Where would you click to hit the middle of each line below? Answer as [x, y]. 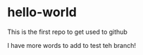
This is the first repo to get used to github [68, 32]
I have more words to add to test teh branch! [71, 45]
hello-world [42, 12]
